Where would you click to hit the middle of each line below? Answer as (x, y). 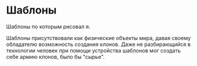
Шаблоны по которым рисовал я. (48, 27)
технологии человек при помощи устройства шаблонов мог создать (93, 50)
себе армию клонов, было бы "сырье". (56, 57)
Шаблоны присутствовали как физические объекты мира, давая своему (98, 38)
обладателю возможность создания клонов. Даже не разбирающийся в (98, 44)
